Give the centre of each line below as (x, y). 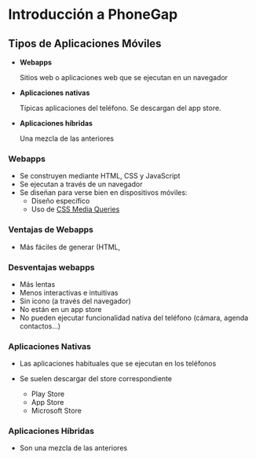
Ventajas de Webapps (51, 229)
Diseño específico (60, 201)
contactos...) (40, 326)
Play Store (48, 394)
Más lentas (37, 284)
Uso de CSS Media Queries (75, 209)
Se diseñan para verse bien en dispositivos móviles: (103, 193)
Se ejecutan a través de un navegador (81, 184)
